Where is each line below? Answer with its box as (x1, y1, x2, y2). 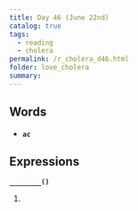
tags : (9, 30, 29, 38)
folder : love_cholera (9, 63, 90, 72)
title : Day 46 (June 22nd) (9, 13, 110, 22)
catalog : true (9, 21, 62, 30)
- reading (17, 38, 53, 47)
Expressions (9, 154, 80, 169)
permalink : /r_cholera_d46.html (9, 55, 129, 63)
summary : (9, 72, 42, 80)
